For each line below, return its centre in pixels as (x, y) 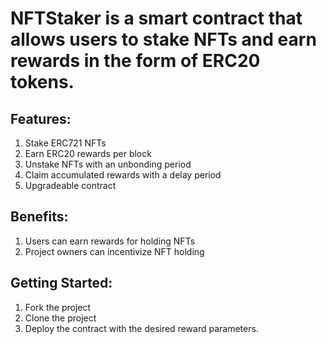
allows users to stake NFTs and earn (163, 39)
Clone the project (60, 318)
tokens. (42, 82)
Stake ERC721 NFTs (65, 143)
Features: (41, 118)
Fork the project (58, 307)
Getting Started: (61, 283)
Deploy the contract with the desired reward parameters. (141, 328)
